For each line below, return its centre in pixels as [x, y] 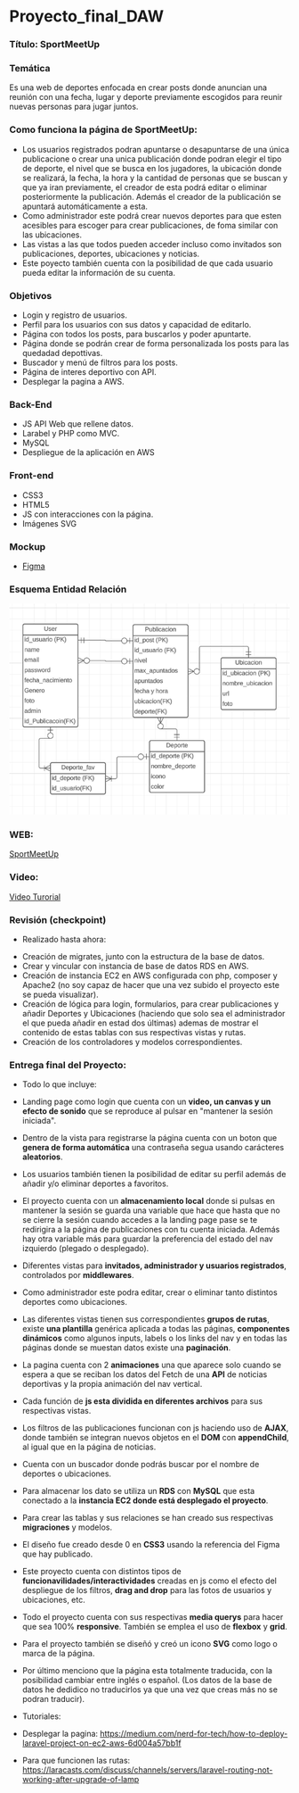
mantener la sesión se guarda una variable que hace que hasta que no [151, 1210]
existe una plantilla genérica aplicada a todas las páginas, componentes [156, 1329]
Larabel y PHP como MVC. [71, 434]
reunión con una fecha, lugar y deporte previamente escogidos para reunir [146, 97]
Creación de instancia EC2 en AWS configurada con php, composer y [149, 975]
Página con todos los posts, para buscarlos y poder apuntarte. [137, 334]
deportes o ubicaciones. [67, 1473]
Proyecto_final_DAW [87, 17]
